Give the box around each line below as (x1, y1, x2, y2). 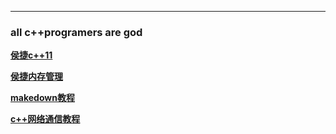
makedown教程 (10, 92, 75, 104)
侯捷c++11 (10, 49, 53, 61)
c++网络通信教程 (10, 113, 81, 125)
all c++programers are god (10, 25, 143, 39)
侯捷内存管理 (10, 71, 63, 83)
